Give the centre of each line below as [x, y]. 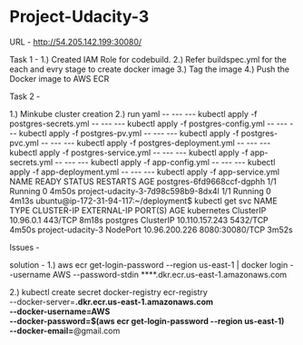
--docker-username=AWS [60, 311]
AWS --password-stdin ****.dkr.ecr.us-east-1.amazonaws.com [170, 274]
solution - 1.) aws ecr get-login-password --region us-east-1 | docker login [149, 264]
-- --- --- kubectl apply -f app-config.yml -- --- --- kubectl [165, 162]
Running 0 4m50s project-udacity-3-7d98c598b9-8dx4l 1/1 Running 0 [141, 191]
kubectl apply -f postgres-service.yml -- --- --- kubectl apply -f [129, 153]
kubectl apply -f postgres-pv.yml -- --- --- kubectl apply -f [129, 133]
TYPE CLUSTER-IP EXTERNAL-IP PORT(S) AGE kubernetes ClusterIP [138, 210]
